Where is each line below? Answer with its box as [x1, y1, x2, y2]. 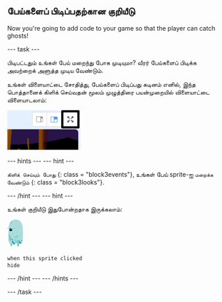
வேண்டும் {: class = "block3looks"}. [7, 177, 104, 186]
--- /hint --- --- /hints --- [7, 274, 79, 283]
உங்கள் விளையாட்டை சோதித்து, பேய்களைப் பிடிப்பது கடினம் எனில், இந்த [7, 80, 196, 88]
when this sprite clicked [7, 255, 82, 262]
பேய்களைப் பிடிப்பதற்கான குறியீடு [7, 6, 136, 17]
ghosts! [7, 31, 29, 40]
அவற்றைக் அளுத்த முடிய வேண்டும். [7, 66, 104, 74]
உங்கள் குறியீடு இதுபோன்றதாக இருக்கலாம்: [7, 205, 123, 213]
